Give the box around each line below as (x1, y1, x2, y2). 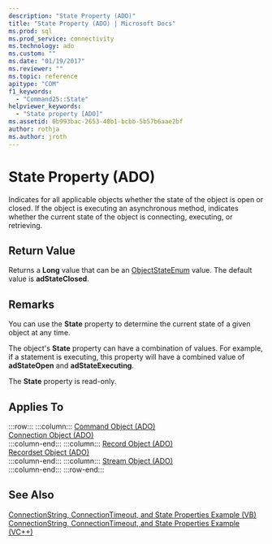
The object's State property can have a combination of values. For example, (8, 343, 264, 353)
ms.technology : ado (8, 42, 75, 50)
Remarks (8, 297, 55, 311)
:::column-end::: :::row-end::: (8, 464, 105, 474)
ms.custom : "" (8, 50, 57, 58)
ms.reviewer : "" (8, 65, 63, 73)
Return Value (8, 244, 76, 257)
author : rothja (8, 125, 60, 133)
